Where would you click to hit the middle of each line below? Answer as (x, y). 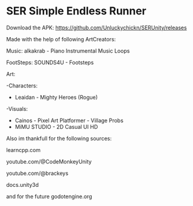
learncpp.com (23, 150)
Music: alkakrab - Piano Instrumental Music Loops (68, 51)
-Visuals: (17, 108)
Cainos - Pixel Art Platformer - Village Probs (69, 120)
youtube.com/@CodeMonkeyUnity (49, 161)
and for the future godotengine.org (49, 196)
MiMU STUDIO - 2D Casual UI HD (56, 126)
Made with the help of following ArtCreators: (61, 39)
